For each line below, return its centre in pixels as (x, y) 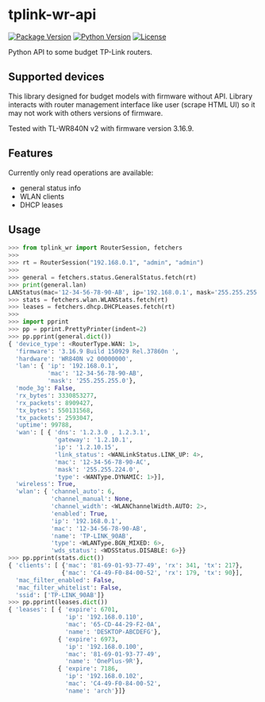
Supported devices (56, 77)
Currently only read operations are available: (81, 172)
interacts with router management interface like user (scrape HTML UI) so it (132, 104)
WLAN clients (42, 196)
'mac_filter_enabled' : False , (65, 580)
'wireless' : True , (46, 484)
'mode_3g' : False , (46, 388)
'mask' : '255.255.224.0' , (97, 469)
